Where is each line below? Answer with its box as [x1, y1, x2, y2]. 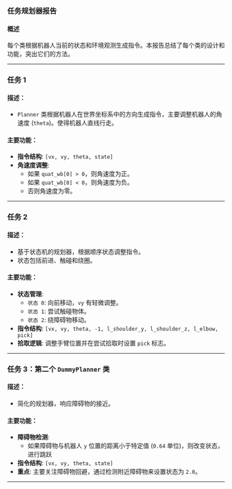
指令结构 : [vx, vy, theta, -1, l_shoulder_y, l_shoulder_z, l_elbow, [17, 324, 219, 332]
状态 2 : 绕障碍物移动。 [27, 315, 90, 323]
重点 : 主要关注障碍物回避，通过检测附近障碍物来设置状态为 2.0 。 [17, 468, 202, 476]
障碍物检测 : [17, 433, 50, 441]
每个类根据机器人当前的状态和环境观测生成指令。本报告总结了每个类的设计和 [7, 41, 225, 50]
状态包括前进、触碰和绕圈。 [17, 256, 97, 264]
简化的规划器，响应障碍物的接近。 [17, 399, 115, 408]
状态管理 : [17, 290, 43, 298]
